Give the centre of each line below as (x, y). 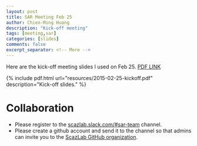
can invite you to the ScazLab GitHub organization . (76, 137)
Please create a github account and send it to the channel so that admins (103, 131)
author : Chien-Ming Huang (38, 22)
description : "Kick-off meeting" (47, 28)
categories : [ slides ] (33, 39)
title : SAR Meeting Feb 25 (39, 17)
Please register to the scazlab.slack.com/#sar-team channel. (88, 124)
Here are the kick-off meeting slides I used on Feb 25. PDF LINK (84, 67)
